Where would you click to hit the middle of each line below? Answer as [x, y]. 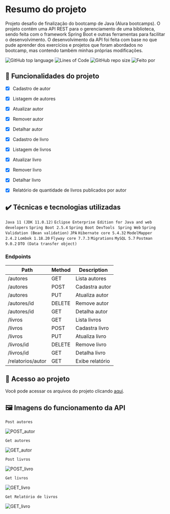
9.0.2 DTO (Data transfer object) [41, 244]
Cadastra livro [92, 328]
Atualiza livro [91, 336]
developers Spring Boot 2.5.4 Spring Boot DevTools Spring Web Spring [80, 228]
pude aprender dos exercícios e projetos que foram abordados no [74, 45]
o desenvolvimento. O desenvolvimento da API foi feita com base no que [81, 40]
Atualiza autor [92, 295]
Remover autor [28, 119]
